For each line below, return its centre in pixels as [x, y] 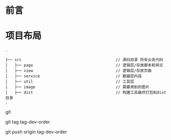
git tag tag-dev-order [28, 122]
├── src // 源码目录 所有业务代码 [84, 60]
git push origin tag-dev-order [36, 132]
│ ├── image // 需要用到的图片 [78, 87]
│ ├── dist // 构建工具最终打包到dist [86, 93]
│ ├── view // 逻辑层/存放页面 [79, 71]
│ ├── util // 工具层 [70, 82]
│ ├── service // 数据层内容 [74, 76]
